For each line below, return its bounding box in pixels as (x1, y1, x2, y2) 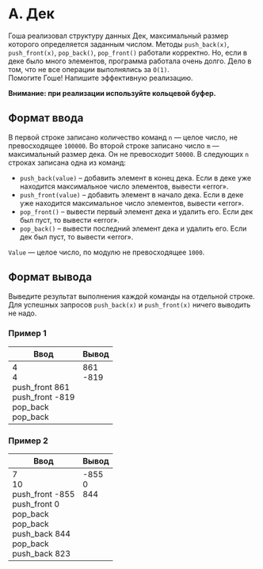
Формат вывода (8, 270, 93, 284)
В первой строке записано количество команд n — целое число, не (8, 132, 238, 142)
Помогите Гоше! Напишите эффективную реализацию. (8, 73, 193, 82)
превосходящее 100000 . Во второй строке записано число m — (8, 140, 219, 151)
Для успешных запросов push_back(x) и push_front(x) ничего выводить (8, 300, 251, 309)
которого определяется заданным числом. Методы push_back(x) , (8, 39, 230, 48)
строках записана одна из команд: (8, 158, 127, 167)
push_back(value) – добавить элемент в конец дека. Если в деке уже (19, 173, 252, 182)
